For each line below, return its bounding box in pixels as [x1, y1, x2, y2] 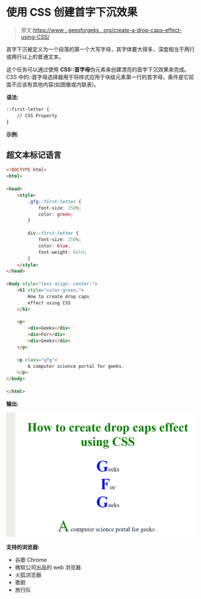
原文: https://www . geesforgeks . [20, 26, 102, 34]
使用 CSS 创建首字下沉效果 [6, 5, 138, 19]
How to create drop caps [28, 293, 90, 299]
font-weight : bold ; [38, 249, 87, 255]
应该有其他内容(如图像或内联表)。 [16, 80, 100, 88]
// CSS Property [17, 112, 58, 119]
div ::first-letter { [28, 230, 79, 236]
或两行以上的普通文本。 [6, 53, 64, 60]
